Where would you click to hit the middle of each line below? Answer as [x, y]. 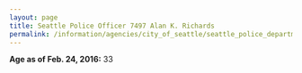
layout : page [34, 17]
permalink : [30, 34]
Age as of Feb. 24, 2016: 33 [62, 60]
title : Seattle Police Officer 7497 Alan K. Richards [112, 26]
